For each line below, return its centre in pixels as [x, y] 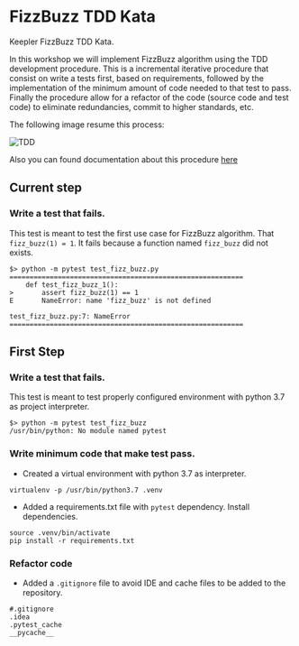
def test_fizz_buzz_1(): [72, 285]
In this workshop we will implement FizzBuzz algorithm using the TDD [139, 59]
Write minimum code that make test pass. [102, 454]
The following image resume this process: [87, 125]
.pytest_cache [36, 624]
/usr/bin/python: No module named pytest [88, 431]
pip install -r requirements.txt [72, 540]
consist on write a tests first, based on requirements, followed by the [136, 78]
